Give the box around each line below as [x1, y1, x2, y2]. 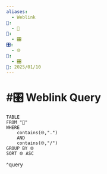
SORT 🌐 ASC [6, 151, 34, 157]
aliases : [6, 8, 28, 15]
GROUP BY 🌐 [6, 145, 34, 151]
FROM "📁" [6, 119, 28, 125]
